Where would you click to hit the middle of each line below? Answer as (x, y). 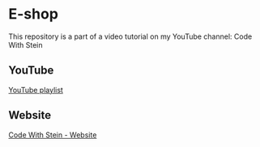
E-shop (34, 14)
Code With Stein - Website (53, 135)
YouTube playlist (36, 90)
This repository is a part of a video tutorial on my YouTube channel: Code (130, 36)
